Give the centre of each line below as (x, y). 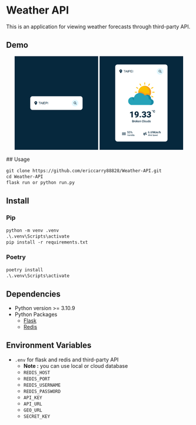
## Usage (18, 159)
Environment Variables (49, 345)
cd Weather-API (25, 177)
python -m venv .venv (33, 230)
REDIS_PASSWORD (42, 391)
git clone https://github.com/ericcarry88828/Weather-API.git (84, 171)
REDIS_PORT (37, 379)
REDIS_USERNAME (42, 385)
